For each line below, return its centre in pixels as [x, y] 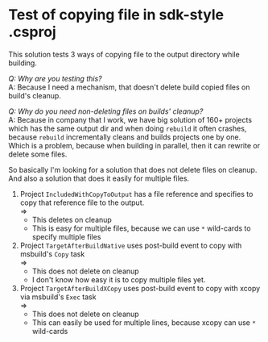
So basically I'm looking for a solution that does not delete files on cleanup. [133, 169]
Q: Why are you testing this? [55, 78]
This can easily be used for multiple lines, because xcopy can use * [144, 322]
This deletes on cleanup [72, 219]
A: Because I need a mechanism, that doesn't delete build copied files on [130, 87]
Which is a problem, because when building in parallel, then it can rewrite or [134, 145]
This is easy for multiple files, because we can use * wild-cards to [141, 228]
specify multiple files [66, 236]
